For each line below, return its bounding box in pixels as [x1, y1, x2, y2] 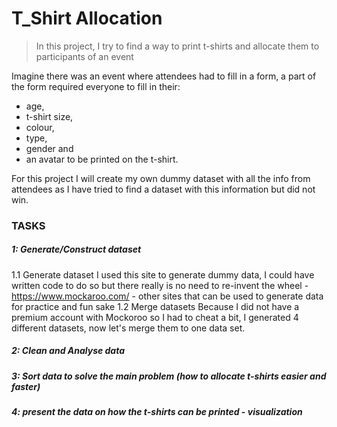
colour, [25, 121, 55, 133]
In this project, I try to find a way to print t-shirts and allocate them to [35, 40, 320, 52]
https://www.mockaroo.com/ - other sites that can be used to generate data [11, 290, 324, 302]
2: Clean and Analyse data [11, 345, 126, 357]
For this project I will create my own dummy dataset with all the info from [11, 172, 311, 184]
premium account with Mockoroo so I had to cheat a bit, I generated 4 [11, 311, 299, 323]
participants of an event [35, 50, 134, 62]
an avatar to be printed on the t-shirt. [25, 153, 179, 165]
